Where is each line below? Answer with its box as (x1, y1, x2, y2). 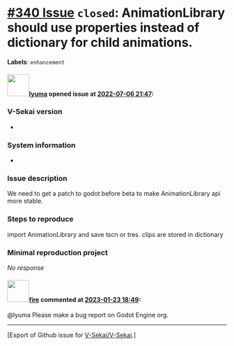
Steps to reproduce (7, 215, 74, 224)
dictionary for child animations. (7, 35, 193, 50)
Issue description (7, 173, 68, 183)
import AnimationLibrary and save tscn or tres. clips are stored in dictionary (7, 230, 224, 238)
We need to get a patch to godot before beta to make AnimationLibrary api (7, 189, 221, 198)
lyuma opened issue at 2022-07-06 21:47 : (29, 89, 155, 98)
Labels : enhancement (7, 57, 65, 66)
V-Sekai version (7, 107, 63, 117)
